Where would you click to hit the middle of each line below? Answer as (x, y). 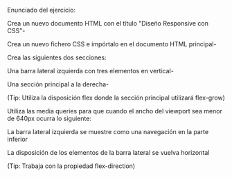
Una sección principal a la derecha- (58, 84)
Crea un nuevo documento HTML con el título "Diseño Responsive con (108, 23)
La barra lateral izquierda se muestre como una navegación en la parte (108, 132)
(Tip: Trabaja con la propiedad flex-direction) (71, 166)
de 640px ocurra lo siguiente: (50, 118)
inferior (18, 139)
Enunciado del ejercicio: (42, 10)
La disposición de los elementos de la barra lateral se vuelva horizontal (108, 152)
